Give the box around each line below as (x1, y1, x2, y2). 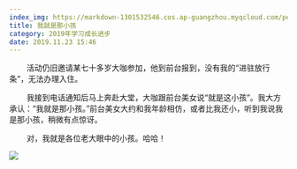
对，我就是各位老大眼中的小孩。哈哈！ (26, 133, 166, 143)
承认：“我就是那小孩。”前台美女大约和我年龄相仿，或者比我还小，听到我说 (9, 103, 276, 114)
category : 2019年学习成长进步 (9, 29, 111, 38)
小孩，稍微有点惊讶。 (24, 114, 103, 125)
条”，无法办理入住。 (9, 74, 83, 84)
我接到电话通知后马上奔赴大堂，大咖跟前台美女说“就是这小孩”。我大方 (26, 92, 281, 103)
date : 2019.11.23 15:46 (9, 37, 97, 47)
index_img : (9, 12, 49, 22)
